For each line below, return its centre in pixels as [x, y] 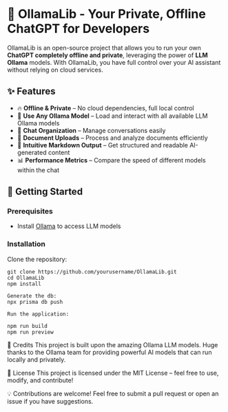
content [59, 152]
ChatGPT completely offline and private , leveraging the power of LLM [107, 55]
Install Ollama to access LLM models [69, 226]
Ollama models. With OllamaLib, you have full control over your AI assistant [114, 62]
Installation [27, 244]
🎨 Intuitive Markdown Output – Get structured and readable [102, 145]
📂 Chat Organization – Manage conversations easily [91, 130]
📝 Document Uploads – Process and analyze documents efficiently [112, 138]
